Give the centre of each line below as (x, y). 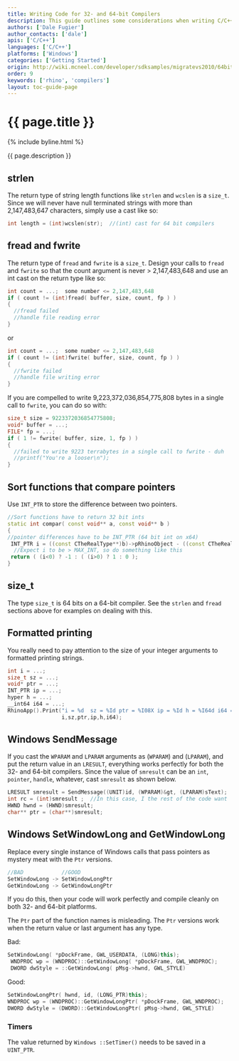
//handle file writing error (57, 378)
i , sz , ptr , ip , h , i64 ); (92, 717)
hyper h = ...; (30, 697)
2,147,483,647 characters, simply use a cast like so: (83, 210)
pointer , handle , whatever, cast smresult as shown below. (92, 779)
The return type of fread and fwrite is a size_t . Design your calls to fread (116, 263)
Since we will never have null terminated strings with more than (100, 203)
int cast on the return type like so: (57, 278)
